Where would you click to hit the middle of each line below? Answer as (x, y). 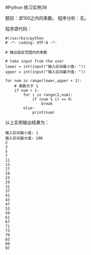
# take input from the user (35, 61)
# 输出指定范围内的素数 (26, 52)
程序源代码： (18, 29)
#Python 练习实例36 (26, 7)
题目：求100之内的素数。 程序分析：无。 (47, 18)
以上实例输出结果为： (27, 122)
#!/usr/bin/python (24, 38)
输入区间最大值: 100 (24, 138)
